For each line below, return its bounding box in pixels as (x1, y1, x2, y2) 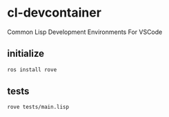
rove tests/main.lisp (7, 104, 70, 111)
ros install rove (7, 66, 57, 73)
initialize (7, 48, 45, 60)
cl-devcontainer (7, 5, 102, 21)
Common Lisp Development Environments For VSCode (7, 28, 163, 36)
